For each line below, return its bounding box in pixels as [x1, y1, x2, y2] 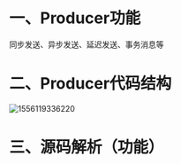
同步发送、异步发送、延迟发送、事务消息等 [9, 39, 164, 50]
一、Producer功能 [9, 8, 141, 28]
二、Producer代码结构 [9, 74, 172, 94]
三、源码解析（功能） [9, 137, 165, 158]
